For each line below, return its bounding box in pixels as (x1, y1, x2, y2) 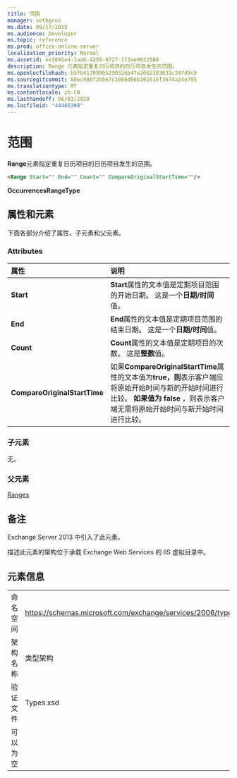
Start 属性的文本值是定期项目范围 (110, 279, 220, 289)
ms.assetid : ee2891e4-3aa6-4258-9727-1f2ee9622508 (7, 56, 159, 63)
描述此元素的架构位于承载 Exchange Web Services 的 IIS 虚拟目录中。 (7, 548, 210, 557)
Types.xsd (25, 698, 60, 707)
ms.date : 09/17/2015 (7, 23, 68, 30)
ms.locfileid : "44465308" (7, 102, 83, 109)
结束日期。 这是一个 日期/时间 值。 (110, 324, 221, 334)
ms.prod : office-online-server (7, 43, 99, 50)
